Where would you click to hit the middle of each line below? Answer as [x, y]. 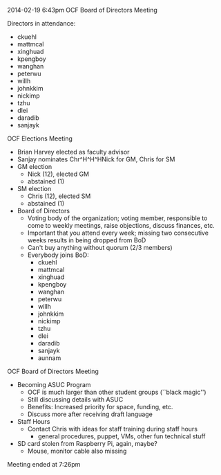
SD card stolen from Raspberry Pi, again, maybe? [87, 443]
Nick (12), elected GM [58, 174]
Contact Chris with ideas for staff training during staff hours [113, 429]
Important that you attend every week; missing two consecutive [118, 233]
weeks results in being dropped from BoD [87, 240]
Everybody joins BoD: [58, 255]
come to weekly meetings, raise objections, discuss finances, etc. [121, 225]
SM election [34, 189]
